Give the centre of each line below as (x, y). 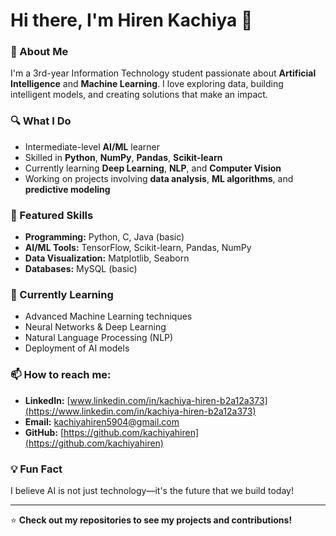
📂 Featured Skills (52, 215)
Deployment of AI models (77, 348)
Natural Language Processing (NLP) (99, 338)
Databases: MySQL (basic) (81, 269)
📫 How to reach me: (61, 375)
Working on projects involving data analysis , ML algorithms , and (159, 178)
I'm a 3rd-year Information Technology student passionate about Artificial (163, 73)
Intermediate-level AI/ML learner (92, 146)
